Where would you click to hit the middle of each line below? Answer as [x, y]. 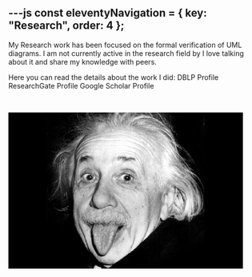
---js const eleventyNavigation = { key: [108, 13]
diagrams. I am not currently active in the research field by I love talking [126, 53]
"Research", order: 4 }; [66, 26]
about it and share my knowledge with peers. [83, 61]
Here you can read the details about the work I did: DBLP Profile [114, 77]
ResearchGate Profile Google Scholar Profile [81, 85]
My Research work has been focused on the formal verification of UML [125, 45]
